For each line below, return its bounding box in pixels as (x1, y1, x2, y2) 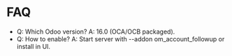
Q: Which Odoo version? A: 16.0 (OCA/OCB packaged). (16, 27, 175, 36)
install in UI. (16, 42, 50, 50)
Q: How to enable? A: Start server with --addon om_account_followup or (16, 34, 225, 43)
